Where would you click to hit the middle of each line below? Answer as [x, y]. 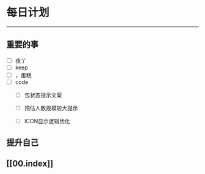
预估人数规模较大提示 [51, 108]
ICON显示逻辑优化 [47, 121]
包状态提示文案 [43, 95]
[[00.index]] [30, 163]
